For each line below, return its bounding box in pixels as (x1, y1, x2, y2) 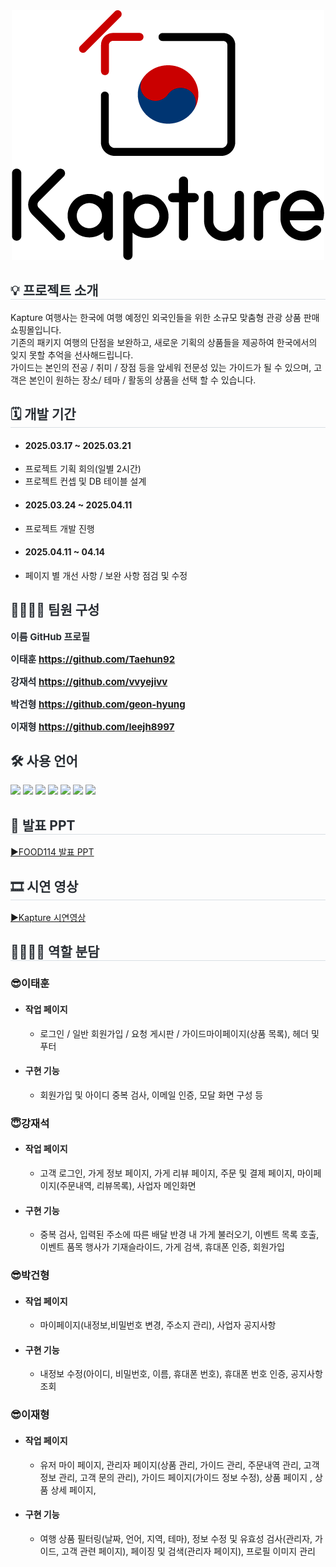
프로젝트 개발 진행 (24, 522, 95, 534)
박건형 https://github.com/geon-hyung (10, 697, 186, 711)
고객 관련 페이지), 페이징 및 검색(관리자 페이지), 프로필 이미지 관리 (61, 1545, 316, 1557)
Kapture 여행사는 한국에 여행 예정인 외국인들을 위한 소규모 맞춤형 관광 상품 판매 (10, 311, 320, 323)
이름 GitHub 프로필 (10, 630, 90, 643)
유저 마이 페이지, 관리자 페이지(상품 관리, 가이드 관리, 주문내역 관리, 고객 (39, 1459, 320, 1471)
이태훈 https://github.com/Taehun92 (10, 652, 176, 666)
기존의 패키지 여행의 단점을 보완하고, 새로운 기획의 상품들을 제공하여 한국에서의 (10, 336, 318, 348)
